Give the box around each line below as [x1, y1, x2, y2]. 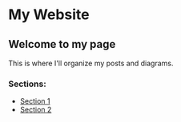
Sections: [8, 78, 46, 89]
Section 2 [19, 105, 52, 115]
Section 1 [19, 96, 50, 106]
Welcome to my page [8, 37, 116, 51]
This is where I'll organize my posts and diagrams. [8, 58, 174, 68]
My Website [8, 6, 90, 24]
